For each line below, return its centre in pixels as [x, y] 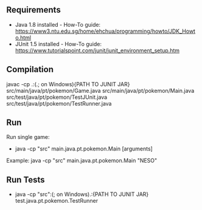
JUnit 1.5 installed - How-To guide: [58, 44]
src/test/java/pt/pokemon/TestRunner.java [59, 103]
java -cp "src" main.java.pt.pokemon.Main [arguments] [84, 149]
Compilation [30, 69]
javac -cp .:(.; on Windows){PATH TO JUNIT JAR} [68, 84]
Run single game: [28, 137]
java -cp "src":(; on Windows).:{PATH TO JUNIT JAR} [82, 194]
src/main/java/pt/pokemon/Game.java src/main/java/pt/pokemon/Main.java [100, 90]
